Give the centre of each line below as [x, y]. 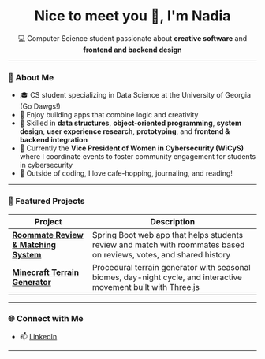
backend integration [54, 140]
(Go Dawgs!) [40, 106]
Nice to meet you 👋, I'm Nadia [132, 16]
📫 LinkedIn [38, 336]
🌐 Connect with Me [46, 319]
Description [172, 221]
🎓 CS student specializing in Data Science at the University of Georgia [135, 95]
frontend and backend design [132, 50]
